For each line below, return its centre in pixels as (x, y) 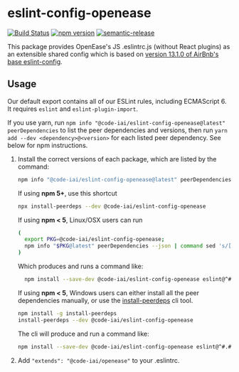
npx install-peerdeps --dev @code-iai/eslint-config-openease (112, 206)
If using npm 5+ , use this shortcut (67, 193)
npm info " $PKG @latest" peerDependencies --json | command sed (120, 246)
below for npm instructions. (48, 145)
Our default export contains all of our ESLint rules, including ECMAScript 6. (117, 101)
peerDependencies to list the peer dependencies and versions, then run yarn (117, 130)
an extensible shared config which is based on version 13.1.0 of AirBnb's (113, 54)
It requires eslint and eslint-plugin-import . (73, 109)
